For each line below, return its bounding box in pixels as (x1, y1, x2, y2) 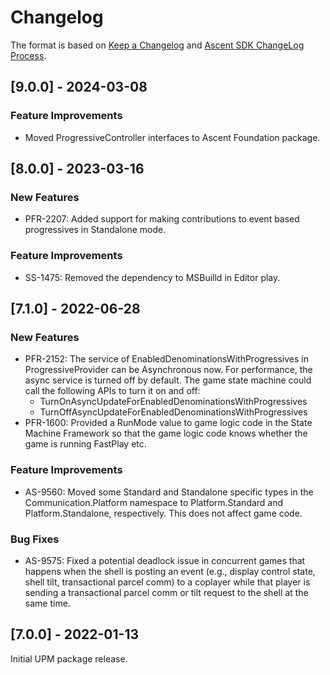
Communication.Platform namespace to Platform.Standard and (24, 496, 284, 508)
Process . (10, 49, 47, 61)
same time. (24, 597, 71, 609)
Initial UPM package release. (10, 652, 128, 665)
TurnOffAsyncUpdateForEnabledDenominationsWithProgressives (39, 406, 308, 418)
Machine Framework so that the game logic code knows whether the (24, 427, 308, 440)
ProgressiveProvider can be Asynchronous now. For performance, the (24, 364, 313, 376)
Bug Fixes (10, 532, 60, 546)
